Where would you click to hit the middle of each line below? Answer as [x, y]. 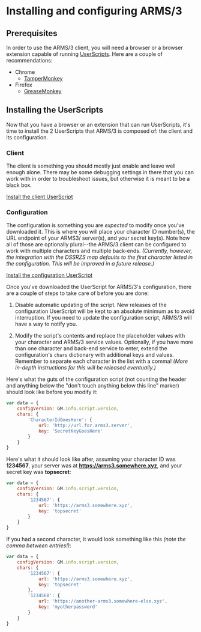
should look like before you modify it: [52, 392]
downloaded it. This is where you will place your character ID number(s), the [100, 232]
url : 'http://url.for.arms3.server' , [85, 425]
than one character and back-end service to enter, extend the [91, 348]
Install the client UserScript [40, 197]
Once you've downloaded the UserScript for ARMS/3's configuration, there [99, 287]
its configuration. [27, 137]
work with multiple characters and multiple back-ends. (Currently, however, [99, 251]
